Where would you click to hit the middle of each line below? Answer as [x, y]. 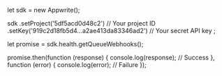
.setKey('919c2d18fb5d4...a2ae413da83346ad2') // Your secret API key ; [111, 31]
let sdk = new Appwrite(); [44, 10]
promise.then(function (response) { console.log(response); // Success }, [111, 57]
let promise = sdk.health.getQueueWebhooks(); [75, 44]
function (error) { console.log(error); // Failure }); [77, 65]
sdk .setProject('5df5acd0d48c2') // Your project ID [81, 23]
